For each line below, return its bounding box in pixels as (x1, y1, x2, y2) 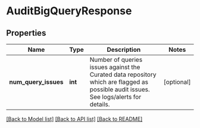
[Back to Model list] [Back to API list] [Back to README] (6, 115, 143, 123)
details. (89, 100, 110, 108)
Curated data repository (89, 70, 157, 79)
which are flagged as (89, 78, 149, 86)
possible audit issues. (89, 85, 150, 93)
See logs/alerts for (89, 93, 142, 101)
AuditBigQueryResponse (6, 4, 132, 18)
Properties (6, 28, 46, 38)
